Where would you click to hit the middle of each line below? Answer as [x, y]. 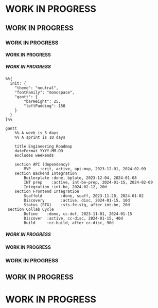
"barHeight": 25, [42, 102]
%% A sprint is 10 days [40, 138]
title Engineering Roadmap [43, 147]
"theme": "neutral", [37, 88]
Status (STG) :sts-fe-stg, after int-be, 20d [77, 205]
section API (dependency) [42, 165]
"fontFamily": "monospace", [45, 93]
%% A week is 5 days [37, 133]
